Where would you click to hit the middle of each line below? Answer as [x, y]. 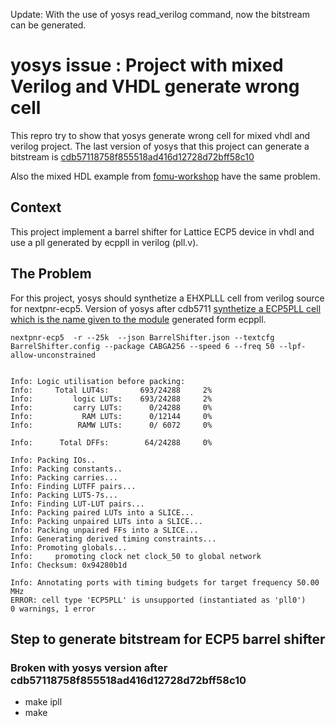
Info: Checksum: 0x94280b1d [69, 565]
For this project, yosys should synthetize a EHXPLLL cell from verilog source [167, 298]
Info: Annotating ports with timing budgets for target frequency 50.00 [165, 582]
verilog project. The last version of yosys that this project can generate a [160, 146]
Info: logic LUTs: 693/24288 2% [111, 399]
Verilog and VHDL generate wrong [155, 86]
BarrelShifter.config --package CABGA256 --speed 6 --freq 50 [142, 346]
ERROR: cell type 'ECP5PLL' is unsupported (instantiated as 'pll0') [158, 600]
